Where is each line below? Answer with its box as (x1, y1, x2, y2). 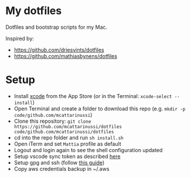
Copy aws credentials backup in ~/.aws (13, 165, 110, 172)
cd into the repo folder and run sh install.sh (13, 134, 124, 141)
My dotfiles (5, 4, 62, 18)
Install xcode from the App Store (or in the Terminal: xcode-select (13, 92, 172, 99)
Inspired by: (5, 35, 35, 42)
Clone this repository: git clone (13, 117, 91, 125)
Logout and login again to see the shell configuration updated (13, 146, 163, 153)
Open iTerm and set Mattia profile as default (13, 140, 121, 147)
